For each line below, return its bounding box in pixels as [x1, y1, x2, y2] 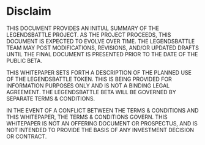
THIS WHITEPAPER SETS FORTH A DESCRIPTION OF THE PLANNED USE [6, 69, 192, 76]
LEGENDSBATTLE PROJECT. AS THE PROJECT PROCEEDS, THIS [6, 31, 171, 38]
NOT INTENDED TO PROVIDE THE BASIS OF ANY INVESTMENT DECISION [6, 126, 195, 133]
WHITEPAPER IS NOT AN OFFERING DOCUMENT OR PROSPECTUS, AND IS [6, 119, 198, 127]
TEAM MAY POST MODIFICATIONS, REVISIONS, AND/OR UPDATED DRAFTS [6, 44, 199, 51]
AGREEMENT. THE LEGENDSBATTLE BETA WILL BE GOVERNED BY [6, 88, 176, 95]
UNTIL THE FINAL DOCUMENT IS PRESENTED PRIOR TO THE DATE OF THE [6, 50, 198, 58]
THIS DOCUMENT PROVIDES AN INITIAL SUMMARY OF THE [6, 24, 159, 32]
